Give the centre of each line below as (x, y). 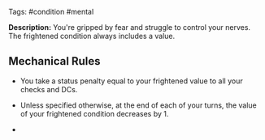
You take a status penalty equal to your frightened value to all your (131, 81)
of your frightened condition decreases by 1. (94, 113)
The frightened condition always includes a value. (92, 36)
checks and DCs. (49, 89)
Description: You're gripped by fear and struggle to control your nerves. (129, 27)
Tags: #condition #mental (51, 12)
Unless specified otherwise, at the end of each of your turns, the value (139, 105)
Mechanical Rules (54, 61)
